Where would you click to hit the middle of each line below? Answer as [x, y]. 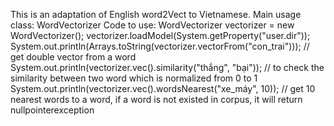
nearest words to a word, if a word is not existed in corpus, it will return [156, 99]
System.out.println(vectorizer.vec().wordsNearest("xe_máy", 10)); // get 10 [163, 88]
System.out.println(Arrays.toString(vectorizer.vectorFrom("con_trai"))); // [160, 46]
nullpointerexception [52, 110]
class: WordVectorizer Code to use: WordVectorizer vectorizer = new [152, 25]
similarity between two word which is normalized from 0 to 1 [134, 78]
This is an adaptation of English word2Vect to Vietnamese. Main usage [156, 14]
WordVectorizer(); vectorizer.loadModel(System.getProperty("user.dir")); [160, 35]
